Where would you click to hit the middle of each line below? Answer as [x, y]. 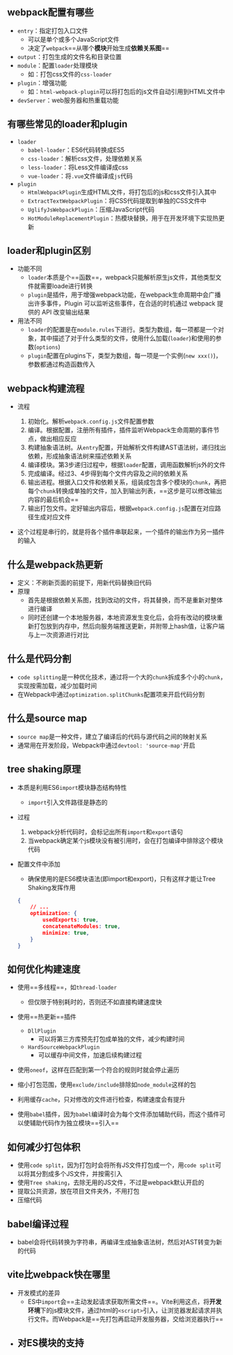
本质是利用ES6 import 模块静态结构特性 [72, 787]
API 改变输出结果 [66, 312]
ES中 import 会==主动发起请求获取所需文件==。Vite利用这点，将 [119, 1301]
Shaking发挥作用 [51, 887]
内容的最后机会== [53, 500]
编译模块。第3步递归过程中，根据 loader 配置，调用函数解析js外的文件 [127, 465]
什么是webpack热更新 [55, 565]
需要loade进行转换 [66, 286]
